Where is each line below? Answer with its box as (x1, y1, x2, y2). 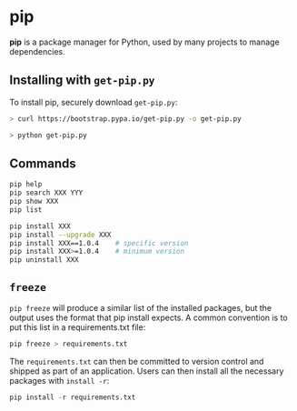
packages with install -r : (9, 375, 110, 386)
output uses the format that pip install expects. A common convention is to (9, 312, 288, 323)
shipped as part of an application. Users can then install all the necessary (9, 366, 284, 376)
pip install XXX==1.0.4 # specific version (9, 238, 189, 247)
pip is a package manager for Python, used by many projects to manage (9, 36, 280, 47)
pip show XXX (9, 197, 59, 206)
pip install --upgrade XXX (9, 230, 112, 239)
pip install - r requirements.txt (9, 393, 136, 402)
